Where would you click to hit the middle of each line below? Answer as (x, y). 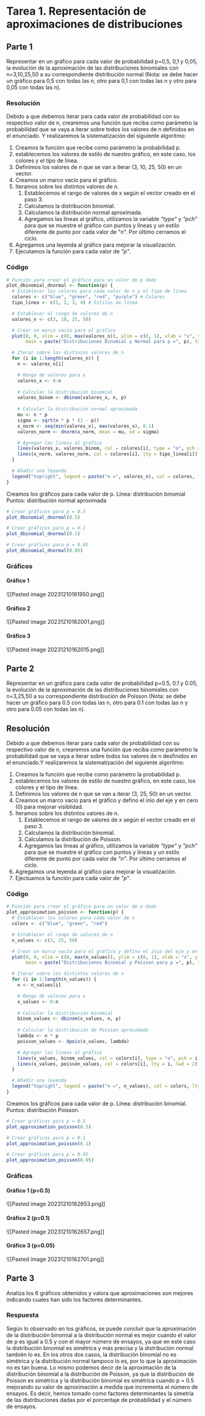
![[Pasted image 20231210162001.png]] (56, 622)
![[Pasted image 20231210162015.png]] (56, 649)
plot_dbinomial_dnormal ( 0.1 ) (43, 534)
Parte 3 (20, 1278)
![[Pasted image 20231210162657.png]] (56, 1232)
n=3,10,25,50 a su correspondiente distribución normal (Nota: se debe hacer (102, 74)
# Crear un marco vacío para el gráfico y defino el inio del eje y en (105, 951)
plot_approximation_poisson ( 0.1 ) (49, 1143)
